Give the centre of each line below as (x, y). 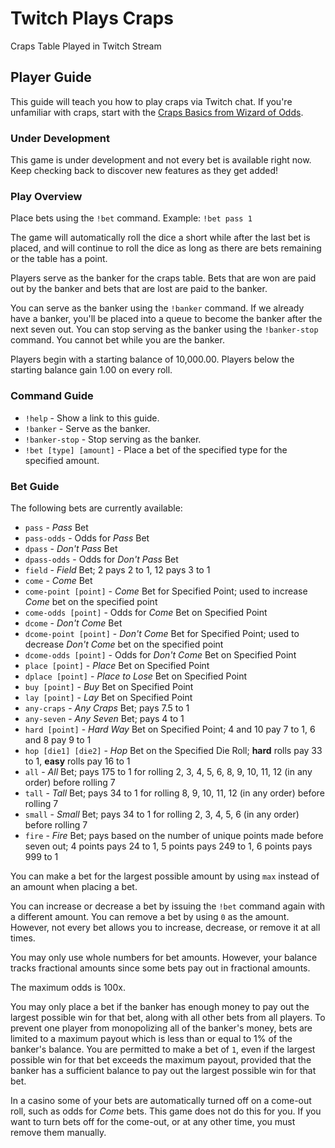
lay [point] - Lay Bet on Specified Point (108, 697)
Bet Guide (35, 486)
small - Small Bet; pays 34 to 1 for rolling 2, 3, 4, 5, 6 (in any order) (162, 814)
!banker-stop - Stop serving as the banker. (113, 439)
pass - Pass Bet (56, 527)
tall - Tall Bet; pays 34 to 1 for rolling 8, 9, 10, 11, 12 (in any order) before (174, 793)
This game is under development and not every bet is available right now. (161, 160)
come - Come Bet (58, 580)
